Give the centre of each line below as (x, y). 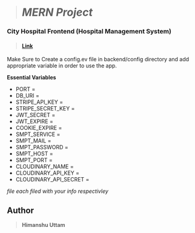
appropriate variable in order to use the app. (62, 66)
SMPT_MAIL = (33, 141)
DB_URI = (28, 96)
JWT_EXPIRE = (34, 121)
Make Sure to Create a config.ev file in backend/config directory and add (98, 59)
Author (20, 210)
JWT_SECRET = (35, 115)
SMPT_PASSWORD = (42, 147)
